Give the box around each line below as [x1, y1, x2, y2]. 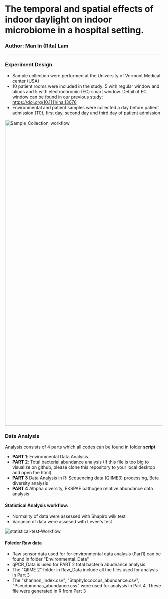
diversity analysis [12, 480, 48, 486]
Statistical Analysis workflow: [5, 502, 69, 508]
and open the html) [12, 470, 52, 476]
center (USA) [12, 78, 40, 84]
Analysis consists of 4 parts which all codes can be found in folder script [5, 444, 156, 450]
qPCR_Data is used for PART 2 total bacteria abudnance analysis [12, 561, 146, 568]
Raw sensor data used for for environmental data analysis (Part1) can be [12, 551, 161, 557]
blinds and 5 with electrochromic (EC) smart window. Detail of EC [12, 88, 147, 94]
